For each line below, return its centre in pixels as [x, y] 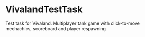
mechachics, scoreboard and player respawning [56, 28]
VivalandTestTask [44, 9]
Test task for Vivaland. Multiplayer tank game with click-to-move [73, 23]
